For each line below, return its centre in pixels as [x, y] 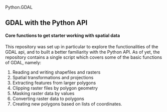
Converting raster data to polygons [48, 99]
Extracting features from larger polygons [54, 83]
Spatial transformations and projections [53, 77]
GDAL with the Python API [46, 23]
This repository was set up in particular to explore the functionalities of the [82, 46]
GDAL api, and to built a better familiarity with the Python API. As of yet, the [83, 52]
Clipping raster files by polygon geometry [55, 88]
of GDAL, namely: [23, 62]
